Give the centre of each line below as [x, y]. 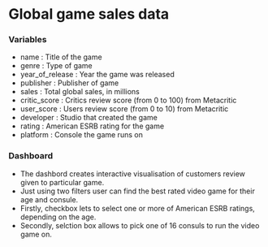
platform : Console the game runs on [82, 135]
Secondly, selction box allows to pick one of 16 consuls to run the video [140, 225]
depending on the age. [58, 217]
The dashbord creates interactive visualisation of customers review [133, 173]
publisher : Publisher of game [69, 83]
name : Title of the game [61, 57]
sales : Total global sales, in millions [80, 92]
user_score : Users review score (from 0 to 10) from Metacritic [124, 109]
